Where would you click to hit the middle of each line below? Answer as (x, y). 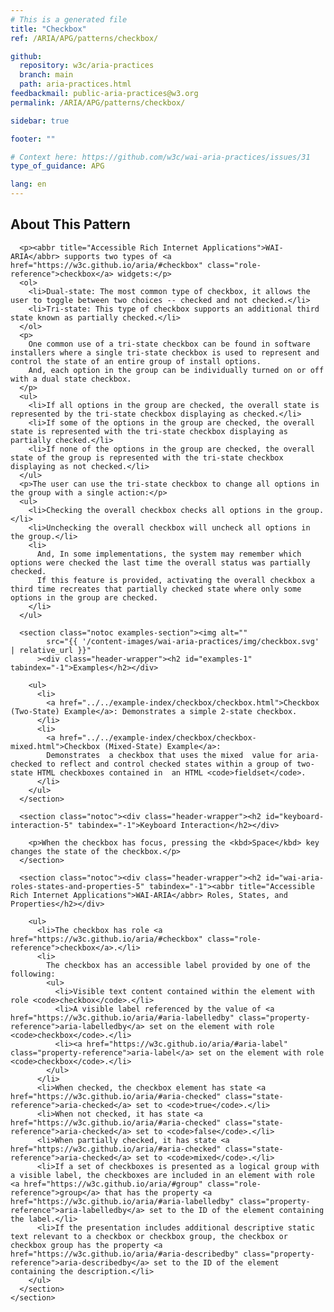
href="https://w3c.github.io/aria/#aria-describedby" (125, 1254)
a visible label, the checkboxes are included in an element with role (162, 1175)
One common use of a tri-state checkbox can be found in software (169, 344)
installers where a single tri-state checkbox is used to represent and (165, 352)
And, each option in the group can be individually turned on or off (176, 370)
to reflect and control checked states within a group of (169, 764)
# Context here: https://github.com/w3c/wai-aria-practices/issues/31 (160, 157)
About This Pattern (70, 224)
